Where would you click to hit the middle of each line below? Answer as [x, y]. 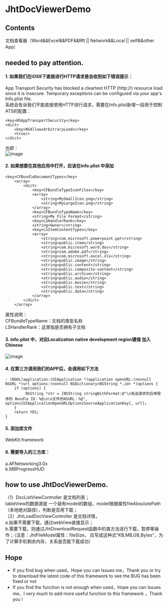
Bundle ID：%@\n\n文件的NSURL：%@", [51, 399]
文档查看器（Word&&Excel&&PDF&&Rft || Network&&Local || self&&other [80, 41]
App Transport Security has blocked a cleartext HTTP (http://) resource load [84, 88]
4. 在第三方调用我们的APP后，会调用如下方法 [52, 368]
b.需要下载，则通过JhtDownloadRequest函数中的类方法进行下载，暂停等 [80, 529]
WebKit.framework [25, 440]
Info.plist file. [19, 99]
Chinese [14, 345]
